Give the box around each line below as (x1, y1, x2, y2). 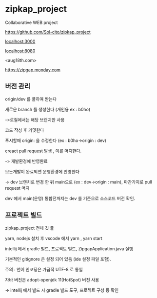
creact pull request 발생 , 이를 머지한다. (5, 148, 82, 154)
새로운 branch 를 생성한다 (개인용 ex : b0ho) (5, 106, 91, 112)
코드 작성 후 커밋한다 (5, 127, 44, 133)
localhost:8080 (5, 48, 36, 54)
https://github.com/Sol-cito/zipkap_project (5, 29, 91, 35)
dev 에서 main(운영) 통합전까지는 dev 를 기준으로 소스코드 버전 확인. (5, 195, 136, 201)
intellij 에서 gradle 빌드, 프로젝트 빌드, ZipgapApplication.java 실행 (5, 245, 134, 252)
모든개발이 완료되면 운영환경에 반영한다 (5, 168, 79, 174)
